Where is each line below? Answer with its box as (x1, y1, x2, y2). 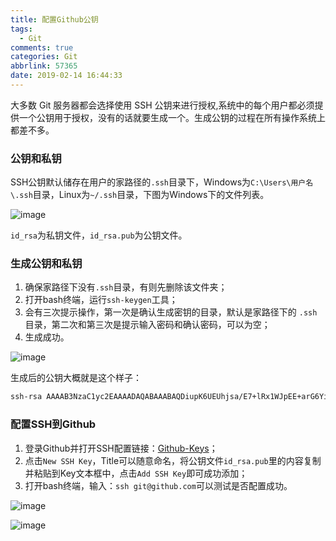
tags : (10, 24, 33, 34)
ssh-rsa (10, 392, 43, 402)
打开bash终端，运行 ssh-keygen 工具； (24, 294, 178, 306)
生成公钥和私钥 (10, 257, 83, 271)
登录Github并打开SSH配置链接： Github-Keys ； (24, 442, 218, 454)
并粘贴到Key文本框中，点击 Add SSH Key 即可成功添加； (24, 467, 248, 479)
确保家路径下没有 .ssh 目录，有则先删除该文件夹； (24, 281, 228, 293)
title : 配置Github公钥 (10, 14, 99, 25)
